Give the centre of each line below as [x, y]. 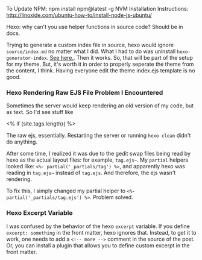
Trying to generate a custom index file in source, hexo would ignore [90, 45]
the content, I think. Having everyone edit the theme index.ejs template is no [101, 71]
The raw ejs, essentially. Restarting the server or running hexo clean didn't [99, 136]
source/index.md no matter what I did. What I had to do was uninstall [91, 51]
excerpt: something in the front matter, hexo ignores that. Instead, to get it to [102, 232]
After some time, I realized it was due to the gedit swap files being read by [99, 154]
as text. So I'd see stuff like [40, 112]
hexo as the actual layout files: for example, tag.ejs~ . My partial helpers [97, 160]
